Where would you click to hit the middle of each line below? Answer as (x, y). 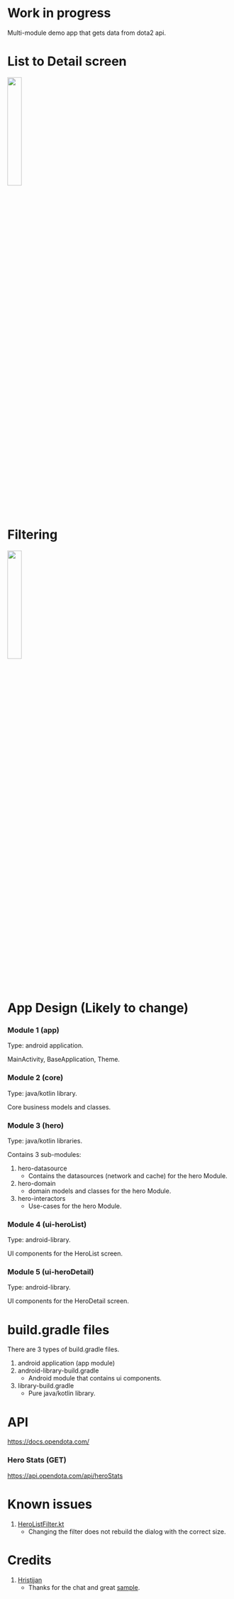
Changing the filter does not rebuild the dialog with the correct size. (127, 1532)
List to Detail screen (67, 61)
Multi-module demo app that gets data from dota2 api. (87, 33)
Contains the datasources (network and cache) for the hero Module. (128, 1175)
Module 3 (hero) (35, 1125)
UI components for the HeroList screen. (65, 1253)
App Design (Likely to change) (98, 1008)
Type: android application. (45, 1045)
